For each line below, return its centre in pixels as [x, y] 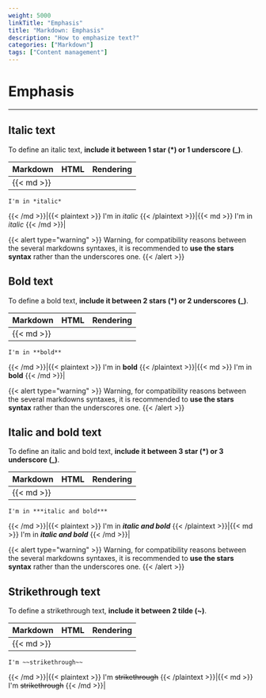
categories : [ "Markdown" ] [51, 45]
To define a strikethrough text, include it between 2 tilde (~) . [108, 611]
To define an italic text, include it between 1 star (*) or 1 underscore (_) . [125, 149]
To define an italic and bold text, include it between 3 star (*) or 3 [116, 452]
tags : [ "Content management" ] [58, 52]
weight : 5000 [30, 15]
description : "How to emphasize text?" [74, 38]
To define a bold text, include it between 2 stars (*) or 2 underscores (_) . [129, 300]
